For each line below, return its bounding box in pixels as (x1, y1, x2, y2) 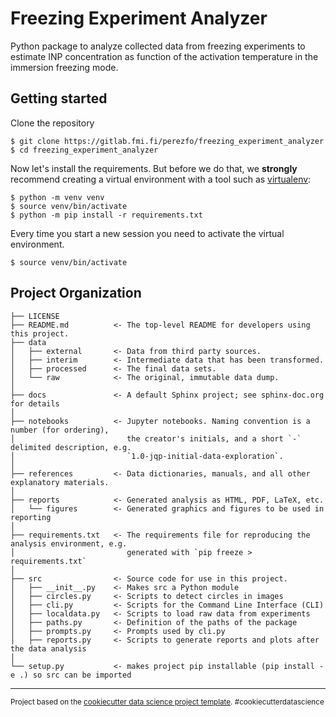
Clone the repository (10, 117, 95, 129)
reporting (10, 512, 52, 522)
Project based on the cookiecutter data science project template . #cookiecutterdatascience (10, 697, 325, 707)
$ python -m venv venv (10, 192, 105, 202)
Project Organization (10, 285, 142, 302)
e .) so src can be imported (10, 670, 132, 680)
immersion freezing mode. (10, 61, 119, 73)
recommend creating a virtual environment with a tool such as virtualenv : (10, 173, 312, 185)
